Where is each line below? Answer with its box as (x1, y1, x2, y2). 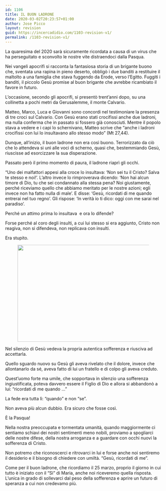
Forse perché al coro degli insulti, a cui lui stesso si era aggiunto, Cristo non (5, 220, 160, 226)
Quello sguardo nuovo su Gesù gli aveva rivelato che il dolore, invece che (5, 360, 155, 367)
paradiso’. (5, 201, 25, 207)
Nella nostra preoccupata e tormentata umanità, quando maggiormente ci (5, 424, 156, 430)
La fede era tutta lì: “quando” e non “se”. (5, 395, 87, 401)
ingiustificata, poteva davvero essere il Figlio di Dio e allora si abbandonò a (5, 381, 158, 386)
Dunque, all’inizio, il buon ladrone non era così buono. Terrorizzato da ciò (5, 139, 155, 145)
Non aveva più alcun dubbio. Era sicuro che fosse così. (5, 405, 117, 411)
